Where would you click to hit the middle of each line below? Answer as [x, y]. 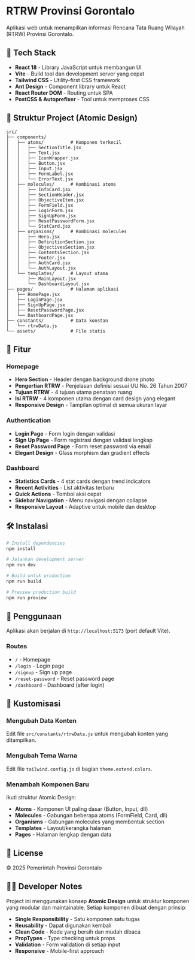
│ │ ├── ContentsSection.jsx [48, 252]
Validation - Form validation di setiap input [68, 944]
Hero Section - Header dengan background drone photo [84, 379]
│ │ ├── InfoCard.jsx [38, 189]
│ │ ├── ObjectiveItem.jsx [45, 200]
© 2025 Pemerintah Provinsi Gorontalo [54, 868]
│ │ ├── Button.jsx [36, 163]
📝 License [25, 853]
